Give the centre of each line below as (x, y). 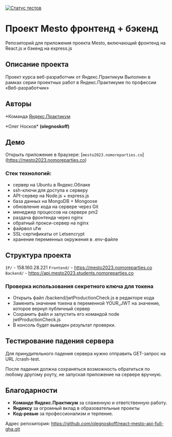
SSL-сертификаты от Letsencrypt (49, 234)
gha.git (13, 429)
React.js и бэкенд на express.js (39, 48)
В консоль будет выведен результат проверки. (64, 325)
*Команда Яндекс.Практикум (38, 116)
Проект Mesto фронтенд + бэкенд (82, 29)
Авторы (18, 104)
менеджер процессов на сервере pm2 (55, 212)
